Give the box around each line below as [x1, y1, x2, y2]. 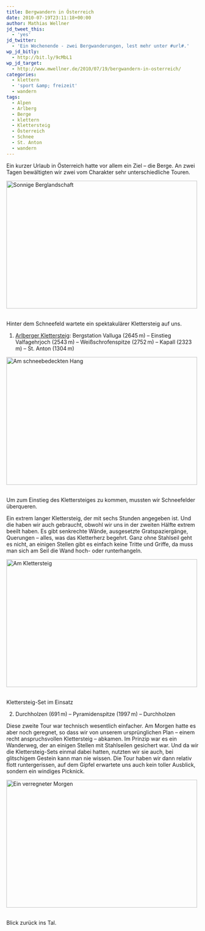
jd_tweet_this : [6, 26, 45, 32]
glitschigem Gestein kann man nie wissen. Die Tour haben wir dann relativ [6, 755, 192, 762]
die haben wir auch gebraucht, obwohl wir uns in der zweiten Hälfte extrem [6, 521, 195, 528]
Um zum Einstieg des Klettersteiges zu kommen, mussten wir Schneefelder [6, 496, 195, 504]
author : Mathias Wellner [6, 20, 70, 26]
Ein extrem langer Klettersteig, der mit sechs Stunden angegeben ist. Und [6, 514, 192, 522]
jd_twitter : [6, 37, 37, 43]
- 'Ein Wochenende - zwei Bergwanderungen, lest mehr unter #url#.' [12, 43, 190, 49]
